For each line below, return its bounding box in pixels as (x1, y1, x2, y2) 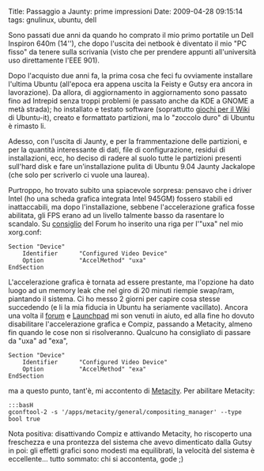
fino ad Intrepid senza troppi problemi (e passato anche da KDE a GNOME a (8, 96, 255, 105)
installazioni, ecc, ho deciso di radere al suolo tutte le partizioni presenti (8, 153, 243, 163)
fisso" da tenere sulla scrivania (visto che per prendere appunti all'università (8, 47, 257, 56)
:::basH (8, 401, 34, 409)
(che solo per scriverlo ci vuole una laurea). (8, 170, 150, 179)
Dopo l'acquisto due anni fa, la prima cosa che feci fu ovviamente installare (8, 71, 253, 80)
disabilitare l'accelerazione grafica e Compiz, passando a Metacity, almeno (8, 319, 253, 329)
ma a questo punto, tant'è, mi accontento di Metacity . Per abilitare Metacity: (8, 386, 255, 395)
